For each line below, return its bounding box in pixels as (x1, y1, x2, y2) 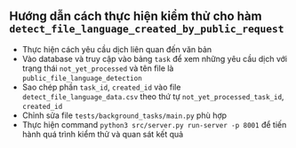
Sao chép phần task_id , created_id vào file (21, 82, 181, 92)
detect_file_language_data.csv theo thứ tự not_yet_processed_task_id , (21, 90, 284, 102)
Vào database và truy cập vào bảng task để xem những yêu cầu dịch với (21, 53, 288, 64)
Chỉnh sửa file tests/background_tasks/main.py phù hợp (21, 110, 228, 121)
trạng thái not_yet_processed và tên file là (21, 63, 174, 74)
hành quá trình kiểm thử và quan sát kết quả (21, 129, 184, 139)
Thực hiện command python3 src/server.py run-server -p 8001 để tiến (21, 119, 287, 129)
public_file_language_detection (21, 74, 142, 82)
